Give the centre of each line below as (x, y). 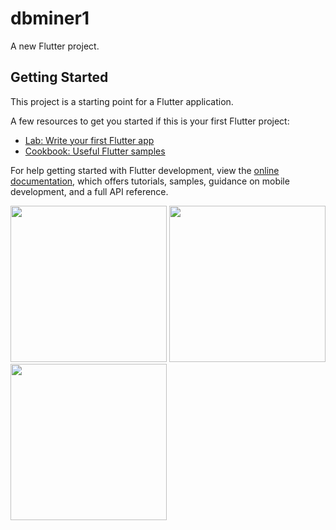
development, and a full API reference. (89, 191)
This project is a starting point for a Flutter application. (122, 101)
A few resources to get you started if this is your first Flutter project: (150, 121)
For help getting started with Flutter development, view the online (145, 170)
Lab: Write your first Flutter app (89, 140)
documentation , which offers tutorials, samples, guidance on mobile (150, 181)
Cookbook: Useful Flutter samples (95, 151)
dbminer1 (50, 18)
